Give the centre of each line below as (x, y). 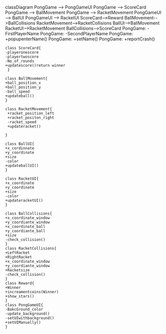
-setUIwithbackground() (30, 318)
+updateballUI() (22, 166)
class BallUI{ (20, 144)
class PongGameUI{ (24, 305)
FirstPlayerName (22, 34)
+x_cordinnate (20, 148)
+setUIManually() (23, 323)
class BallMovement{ (27, 79)
